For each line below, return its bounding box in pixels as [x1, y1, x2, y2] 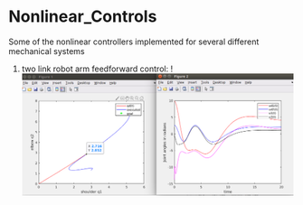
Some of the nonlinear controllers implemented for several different [8, 36, 260, 47]
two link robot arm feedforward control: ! [21, 63, 174, 74]
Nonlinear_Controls [8, 6, 157, 27]
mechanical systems [8, 45, 85, 56]
